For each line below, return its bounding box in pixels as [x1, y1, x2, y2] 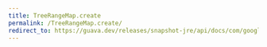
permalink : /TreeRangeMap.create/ [8, 19, 123, 27]
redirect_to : [8, 26, 52, 34]
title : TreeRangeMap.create [8, 11, 102, 20]
